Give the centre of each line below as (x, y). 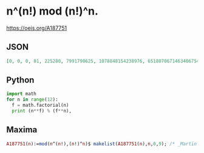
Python (20, 80)
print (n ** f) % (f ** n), (42, 111)
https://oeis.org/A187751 (37, 28)
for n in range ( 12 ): (32, 100)
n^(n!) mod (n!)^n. (53, 11)
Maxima (22, 130)
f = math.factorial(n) (40, 105)
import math (21, 94)
